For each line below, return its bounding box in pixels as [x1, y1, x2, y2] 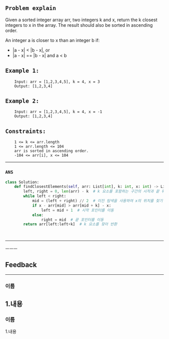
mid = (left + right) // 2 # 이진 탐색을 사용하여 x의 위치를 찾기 [32, 199, 163, 204]
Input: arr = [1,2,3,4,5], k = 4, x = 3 [14, 79, 100, 84]
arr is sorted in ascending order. [14, 149, 89, 154]
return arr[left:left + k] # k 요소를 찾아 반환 [23, 222, 117, 227]
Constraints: [5, 127, 46, 135]
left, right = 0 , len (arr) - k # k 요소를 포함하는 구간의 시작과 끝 [23, 189, 159, 194]
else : [32, 212, 44, 217]
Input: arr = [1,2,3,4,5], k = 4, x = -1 [14, 109, 102, 115]
